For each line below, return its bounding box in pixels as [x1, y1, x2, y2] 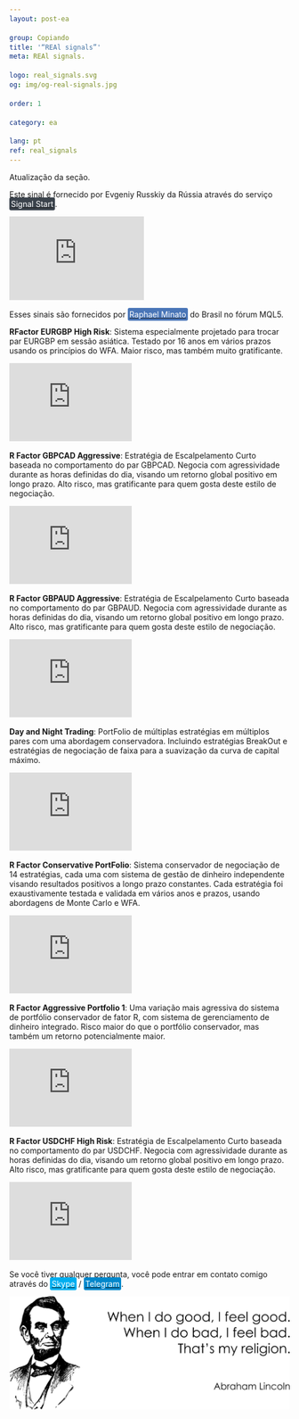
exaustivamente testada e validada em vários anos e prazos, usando [9, 888, 261, 899]
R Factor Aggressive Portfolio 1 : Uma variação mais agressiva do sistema [9, 1002, 279, 1013]
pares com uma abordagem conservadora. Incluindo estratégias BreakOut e [9, 735, 287, 746]
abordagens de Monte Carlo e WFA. [9, 897, 141, 908]
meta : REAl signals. [9, 52, 86, 62]
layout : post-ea [9, 14, 69, 23]
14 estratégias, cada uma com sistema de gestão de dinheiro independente [9, 868, 285, 879]
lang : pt [9, 137, 42, 146]
